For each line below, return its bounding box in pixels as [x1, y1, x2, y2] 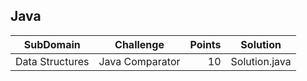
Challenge [114, 37, 165, 51]
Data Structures [15, 54, 90, 68]
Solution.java [230, 54, 292, 68]
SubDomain [23, 37, 81, 51]
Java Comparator [98, 54, 181, 68]
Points [189, 37, 222, 51]
